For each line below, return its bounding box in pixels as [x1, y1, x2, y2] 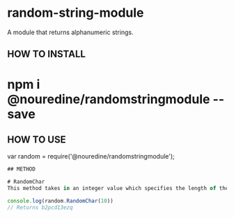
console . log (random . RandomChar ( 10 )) [7, 197, 114, 204]
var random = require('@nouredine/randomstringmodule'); [7, 152, 175, 161]
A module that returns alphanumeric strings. [7, 28, 134, 36]
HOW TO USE [7, 133, 66, 145]
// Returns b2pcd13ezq [7, 204, 73, 211]
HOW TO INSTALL [7, 48, 86, 60]
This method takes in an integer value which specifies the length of [7, 185, 217, 192]
